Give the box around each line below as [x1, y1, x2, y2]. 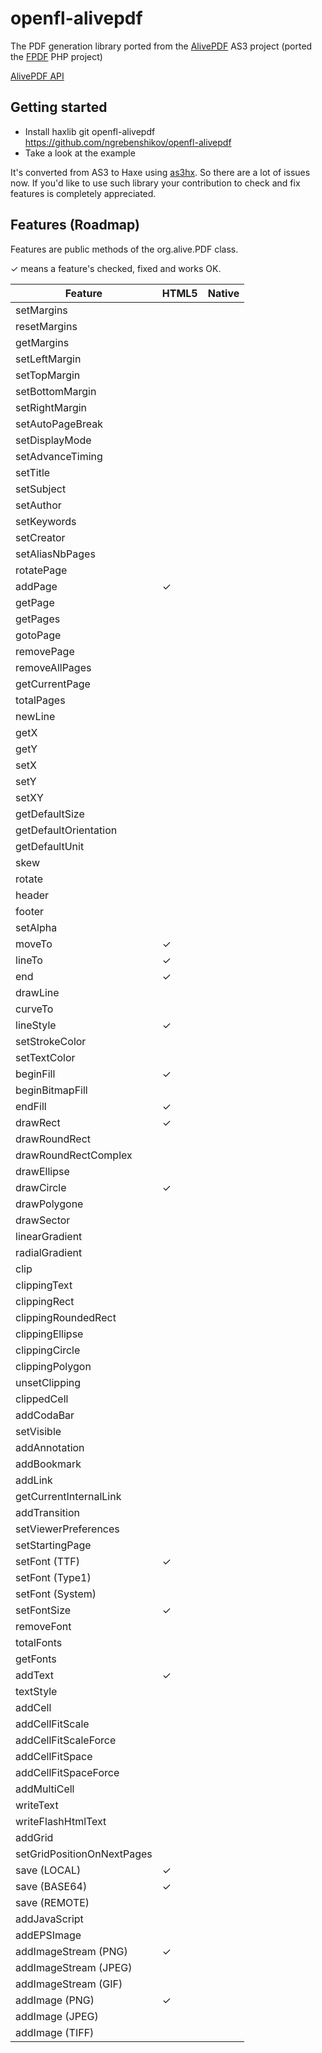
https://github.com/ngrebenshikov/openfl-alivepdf [24, 136, 232, 148]
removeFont [15, 1619, 72, 1633]
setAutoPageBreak [15, 417, 103, 431]
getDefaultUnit [15, 839, 85, 853]
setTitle [15, 465, 51, 479]
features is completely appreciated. [10, 187, 157, 199]
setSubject [15, 482, 67, 496]
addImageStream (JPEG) [15, 1960, 133, 1974]
